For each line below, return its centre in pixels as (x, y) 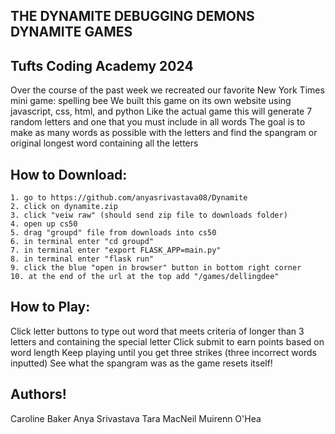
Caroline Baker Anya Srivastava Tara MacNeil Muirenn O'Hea (136, 418)
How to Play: (50, 307)
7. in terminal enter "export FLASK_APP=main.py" (116, 250)
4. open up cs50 (44, 224)
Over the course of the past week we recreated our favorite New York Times (167, 90)
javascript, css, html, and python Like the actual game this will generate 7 (161, 111)
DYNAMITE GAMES (71, 32)
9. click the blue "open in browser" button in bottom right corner (156, 268)
